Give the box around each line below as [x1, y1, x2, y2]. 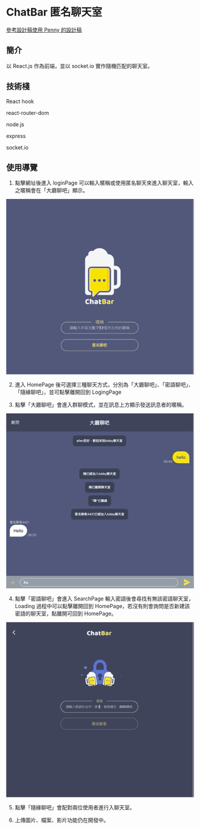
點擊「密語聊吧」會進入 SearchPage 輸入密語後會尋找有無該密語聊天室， [14, 595, 194, 602]
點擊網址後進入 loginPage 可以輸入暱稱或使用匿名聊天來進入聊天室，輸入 [14, 179, 194, 186]
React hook [6, 98, 35, 105]
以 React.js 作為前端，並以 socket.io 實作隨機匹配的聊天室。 [6, 62, 153, 69]
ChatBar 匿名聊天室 [6, 5, 102, 19]
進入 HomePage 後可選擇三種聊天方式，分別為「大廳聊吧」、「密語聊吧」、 [14, 381, 194, 388]
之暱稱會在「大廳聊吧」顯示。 [14, 187, 88, 194]
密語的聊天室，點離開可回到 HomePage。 [14, 610, 117, 617]
